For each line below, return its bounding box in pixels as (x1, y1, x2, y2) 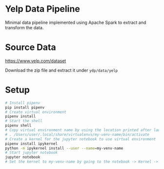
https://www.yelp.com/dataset (5, 57, 66, 64)
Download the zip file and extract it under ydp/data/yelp (5, 67, 118, 73)
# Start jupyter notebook (5, 150, 58, 155)
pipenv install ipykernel (5, 141, 58, 146)
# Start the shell (5, 118, 42, 124)
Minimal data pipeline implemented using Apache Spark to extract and (5, 19, 146, 25)
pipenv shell (5, 123, 32, 128)
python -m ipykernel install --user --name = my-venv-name (5, 146, 123, 150)
